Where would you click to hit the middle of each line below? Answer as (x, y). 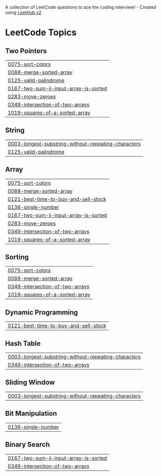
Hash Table (23, 343)
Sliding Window (30, 382)
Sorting (17, 257)
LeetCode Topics (41, 33)
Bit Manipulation (31, 414)
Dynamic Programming (41, 312)
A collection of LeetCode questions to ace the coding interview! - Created (81, 7)
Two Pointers (26, 51)
